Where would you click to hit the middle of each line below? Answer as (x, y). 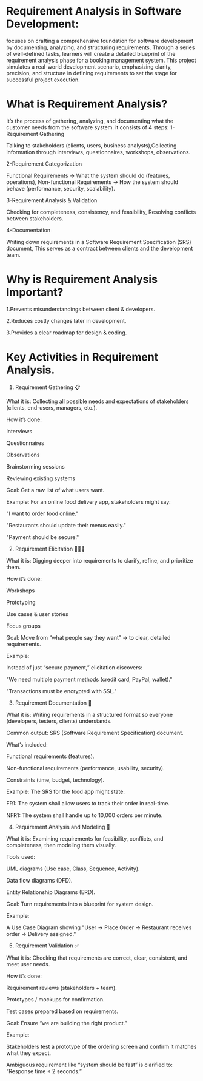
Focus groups (23, 626)
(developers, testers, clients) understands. (59, 721)
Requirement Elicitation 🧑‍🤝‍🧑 (50, 549)
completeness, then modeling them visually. (61, 845)
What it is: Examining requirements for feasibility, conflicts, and (85, 838)
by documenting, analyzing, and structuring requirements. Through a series (101, 47)
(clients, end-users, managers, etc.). (52, 407)
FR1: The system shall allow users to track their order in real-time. (88, 803)
